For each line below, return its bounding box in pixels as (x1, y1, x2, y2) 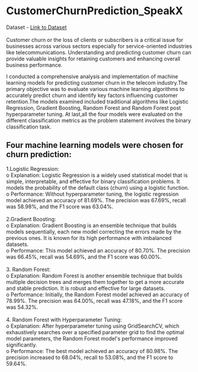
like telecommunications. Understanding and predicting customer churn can (6, 48, 191, 56)
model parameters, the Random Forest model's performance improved (6, 335, 178, 342)
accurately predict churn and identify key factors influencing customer (6, 92, 178, 99)
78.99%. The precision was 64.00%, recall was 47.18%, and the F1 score (6, 297, 183, 304)
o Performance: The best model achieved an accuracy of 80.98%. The (6, 347, 178, 354)
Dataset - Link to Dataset (6, 24, 67, 31)
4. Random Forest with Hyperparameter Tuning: (6, 316, 122, 323)
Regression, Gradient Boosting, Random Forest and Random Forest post (6, 104, 181, 111)
